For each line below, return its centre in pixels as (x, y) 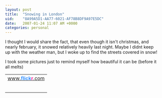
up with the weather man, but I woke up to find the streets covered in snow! (81, 52)
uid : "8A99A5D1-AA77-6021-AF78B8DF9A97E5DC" (55, 19)
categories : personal (27, 28)
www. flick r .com (26, 78)
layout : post (18, 10)
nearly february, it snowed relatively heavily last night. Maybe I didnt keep (80, 47)
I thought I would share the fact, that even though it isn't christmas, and (77, 42)
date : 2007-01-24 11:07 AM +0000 (41, 23)
